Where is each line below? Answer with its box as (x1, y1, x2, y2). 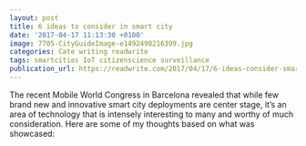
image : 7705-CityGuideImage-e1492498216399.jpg (9, 38, 194, 48)
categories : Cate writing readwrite (9, 47, 148, 57)
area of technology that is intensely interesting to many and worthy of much (9, 109, 294, 120)
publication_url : (9, 65, 76, 74)
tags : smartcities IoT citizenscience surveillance (9, 56, 209, 65)
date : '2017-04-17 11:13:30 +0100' (9, 30, 145, 39)
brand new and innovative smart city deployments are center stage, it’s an (9, 99, 287, 109)
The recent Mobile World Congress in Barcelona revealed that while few (9, 89, 280, 100)
